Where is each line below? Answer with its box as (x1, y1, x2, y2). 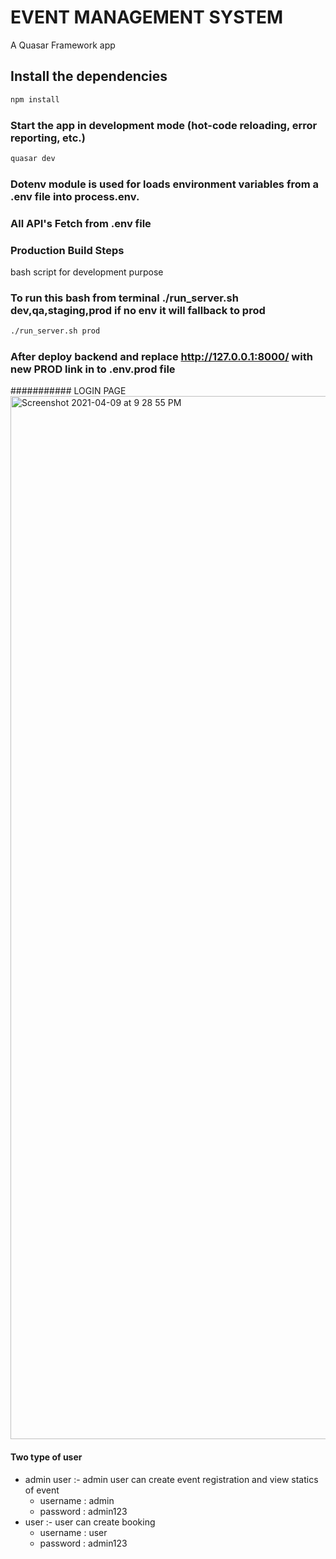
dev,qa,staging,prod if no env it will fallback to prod (10, 303, 266, 317)
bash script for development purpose (10, 266, 164, 278)
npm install (10, 94, 60, 105)
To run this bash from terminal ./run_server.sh (10, 291, 239, 305)
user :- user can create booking (24, 1516, 156, 1528)
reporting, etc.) (10, 131, 86, 145)
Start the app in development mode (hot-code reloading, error (10, 118, 318, 132)
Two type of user (10, 1451, 83, 1463)
